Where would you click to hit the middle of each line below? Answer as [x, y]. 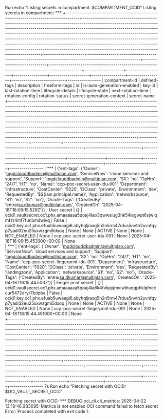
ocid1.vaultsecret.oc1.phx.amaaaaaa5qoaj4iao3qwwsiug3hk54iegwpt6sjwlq [81, 215]
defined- [150, 80]
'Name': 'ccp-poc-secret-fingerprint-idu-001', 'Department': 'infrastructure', [81, 262]
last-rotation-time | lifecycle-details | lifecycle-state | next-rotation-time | [78, 91]
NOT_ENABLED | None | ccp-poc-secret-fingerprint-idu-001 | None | [74, 308]
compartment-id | [122, 80]
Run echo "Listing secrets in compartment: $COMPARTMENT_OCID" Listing [81, 8]
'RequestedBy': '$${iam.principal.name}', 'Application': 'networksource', [77, 194]
